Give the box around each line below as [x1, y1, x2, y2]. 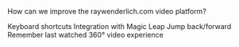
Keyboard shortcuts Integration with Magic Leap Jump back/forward [7, 22, 232, 31]
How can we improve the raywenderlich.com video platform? [7, 7, 207, 16]
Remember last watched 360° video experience [7, 31, 164, 39]
